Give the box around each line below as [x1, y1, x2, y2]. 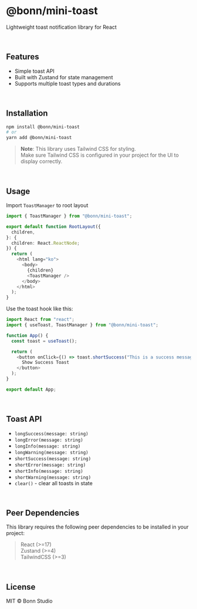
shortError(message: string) [14, 462, 86, 468]
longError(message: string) [14, 437, 83, 443]
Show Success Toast [21, 360, 69, 366]
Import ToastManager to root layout [6, 202, 89, 209]
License [6, 582, 36, 592]
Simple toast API [14, 67, 55, 75]
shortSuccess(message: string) [14, 456, 91, 462]
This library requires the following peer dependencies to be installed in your [6, 523, 189, 530]
